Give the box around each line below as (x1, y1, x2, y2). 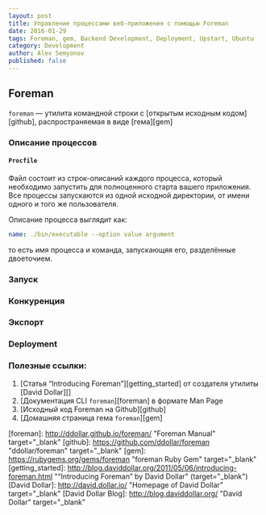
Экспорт (8, 316, 44, 328)
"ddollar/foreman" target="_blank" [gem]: (8, 446, 147, 455)
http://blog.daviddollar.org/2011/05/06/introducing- (67, 463, 238, 472)
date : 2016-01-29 (8, 27, 67, 35)
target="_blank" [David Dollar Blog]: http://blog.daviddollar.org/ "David (8, 488, 243, 498)
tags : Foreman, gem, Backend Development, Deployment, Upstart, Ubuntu (8, 34, 254, 43)
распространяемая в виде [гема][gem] (38, 116, 173, 126)
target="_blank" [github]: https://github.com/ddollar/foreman (8, 437, 210, 446)
